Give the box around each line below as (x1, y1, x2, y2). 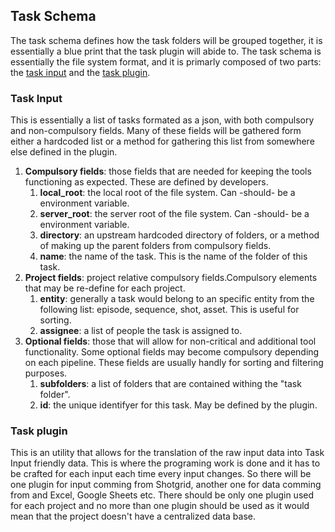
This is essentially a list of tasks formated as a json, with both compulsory (10, 114, 315, 126)
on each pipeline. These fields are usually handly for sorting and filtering (24, 357, 324, 369)
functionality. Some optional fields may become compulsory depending (24, 346, 320, 358)
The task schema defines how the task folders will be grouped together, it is (10, 34, 323, 46)
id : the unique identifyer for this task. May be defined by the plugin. (39, 399, 318, 411)
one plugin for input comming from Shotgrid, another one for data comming (10, 479, 322, 491)
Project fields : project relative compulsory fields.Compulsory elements (24, 272, 318, 284)
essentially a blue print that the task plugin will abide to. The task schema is (10, 45, 322, 57)
